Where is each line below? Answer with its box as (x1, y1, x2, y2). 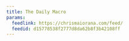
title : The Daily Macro (6, 8, 67, 15)
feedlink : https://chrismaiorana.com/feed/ (12, 20, 123, 26)
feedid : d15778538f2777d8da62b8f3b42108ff (12, 25, 121, 32)
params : (6, 14, 26, 20)
